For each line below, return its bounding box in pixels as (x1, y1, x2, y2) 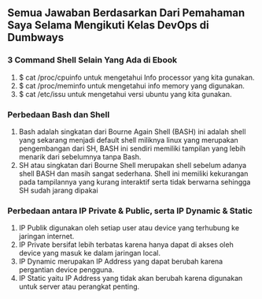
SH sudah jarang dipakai (18, 185, 99, 195)
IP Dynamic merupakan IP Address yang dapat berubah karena (18, 256, 223, 267)
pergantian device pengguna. (18, 265, 115, 275)
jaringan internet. (18, 232, 75, 241)
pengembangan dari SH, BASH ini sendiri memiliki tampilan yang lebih (18, 144, 245, 153)
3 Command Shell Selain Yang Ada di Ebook (7, 54, 178, 65)
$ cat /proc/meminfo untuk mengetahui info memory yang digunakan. (18, 80, 245, 90)
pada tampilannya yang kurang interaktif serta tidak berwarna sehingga (18, 177, 251, 186)
